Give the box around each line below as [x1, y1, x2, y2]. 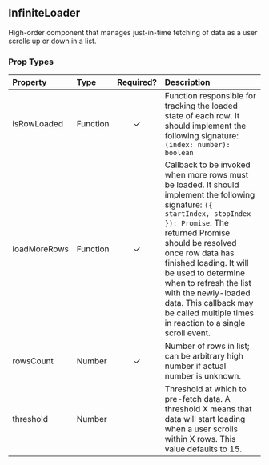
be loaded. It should [164, 179, 239, 190]
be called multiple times [164, 307, 255, 319]
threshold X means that [164, 403, 252, 415]
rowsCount [12, 355, 54, 367]
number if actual [164, 360, 227, 371]
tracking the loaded [164, 100, 238, 111]
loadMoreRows [12, 243, 70, 255]
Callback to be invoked [164, 159, 251, 170]
